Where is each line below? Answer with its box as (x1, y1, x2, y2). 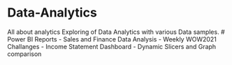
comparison (7, 50, 42, 58)
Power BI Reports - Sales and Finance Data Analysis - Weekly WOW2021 (7, 35, 217, 43)
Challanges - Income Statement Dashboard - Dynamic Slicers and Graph (7, 42, 217, 50)
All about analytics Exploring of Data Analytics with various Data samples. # (7, 28, 225, 36)
